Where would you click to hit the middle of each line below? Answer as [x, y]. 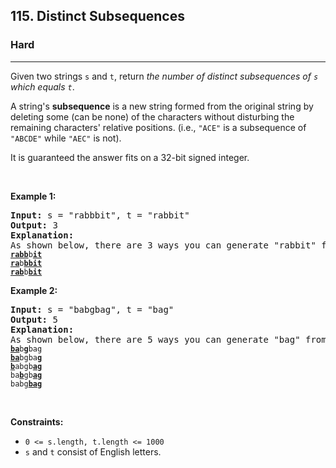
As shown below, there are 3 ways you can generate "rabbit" [163, 245]
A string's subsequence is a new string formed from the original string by [162, 106]
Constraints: [37, 421]
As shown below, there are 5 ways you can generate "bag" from [168, 339]
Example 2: [34, 290]
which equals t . [42, 86]
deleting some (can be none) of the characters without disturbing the [152, 116]
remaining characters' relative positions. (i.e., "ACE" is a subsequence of [158, 127]
